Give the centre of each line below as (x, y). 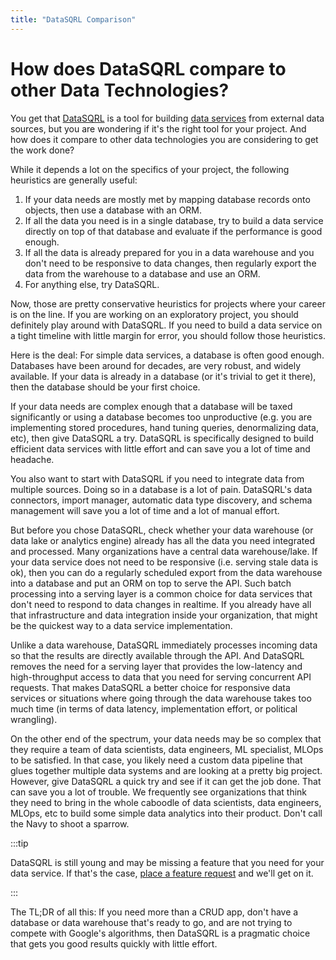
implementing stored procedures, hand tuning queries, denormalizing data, (165, 427)
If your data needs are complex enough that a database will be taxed (151, 406)
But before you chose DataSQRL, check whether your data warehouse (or (162, 530)
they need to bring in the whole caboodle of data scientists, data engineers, (166, 802)
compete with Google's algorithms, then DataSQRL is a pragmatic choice (160, 933)
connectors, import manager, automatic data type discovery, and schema (161, 500)
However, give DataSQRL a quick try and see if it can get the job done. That (166, 781)
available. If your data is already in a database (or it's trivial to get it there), (163, 376)
